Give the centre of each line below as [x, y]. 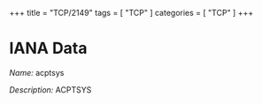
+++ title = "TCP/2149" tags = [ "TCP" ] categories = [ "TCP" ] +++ [131, 13]
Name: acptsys [37, 72]
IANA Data [48, 48]
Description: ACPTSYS [50, 89]
